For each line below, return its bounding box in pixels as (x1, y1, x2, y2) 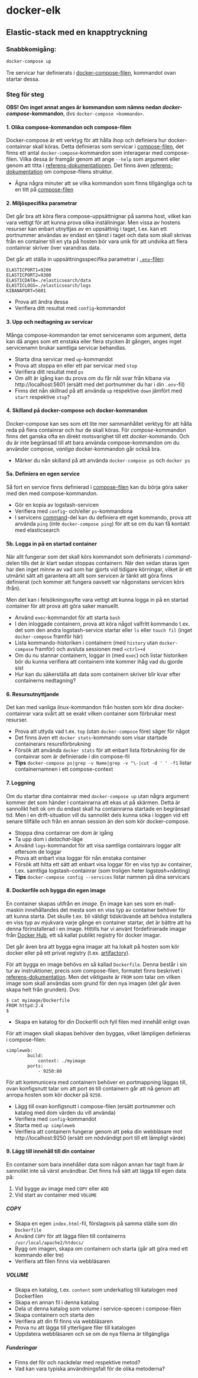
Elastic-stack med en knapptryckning (6, 27, 148, 37)
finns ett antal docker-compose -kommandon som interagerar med (6, 149, 163, 157)
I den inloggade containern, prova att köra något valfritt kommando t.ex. (14, 620, 190, 627)
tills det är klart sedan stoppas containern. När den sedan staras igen (21, 560, 189, 567)
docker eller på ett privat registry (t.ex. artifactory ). (6, 949, 130, 956)
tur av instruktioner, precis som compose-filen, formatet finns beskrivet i (6, 967, 183, 974)
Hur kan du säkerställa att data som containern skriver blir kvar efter (14, 671, 181, 678)
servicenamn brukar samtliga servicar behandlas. (6, 344, 127, 351)
